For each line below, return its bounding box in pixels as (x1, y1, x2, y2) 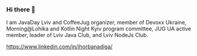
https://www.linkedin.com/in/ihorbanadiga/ (6, 43, 113, 50)
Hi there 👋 (6, 5, 36, 14)
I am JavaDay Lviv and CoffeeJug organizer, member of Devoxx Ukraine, (6, 19, 187, 26)
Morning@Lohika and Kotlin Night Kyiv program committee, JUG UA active (6, 25, 192, 32)
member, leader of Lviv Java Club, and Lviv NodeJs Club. (6, 32, 149, 39)
